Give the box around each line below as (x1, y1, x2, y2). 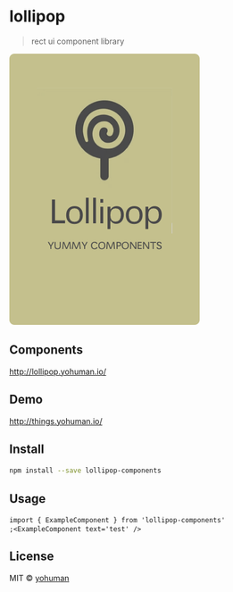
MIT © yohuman (9, 572, 70, 583)
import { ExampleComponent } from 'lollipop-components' (9, 516, 226, 525)
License (9, 549, 54, 564)
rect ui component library (30, 36, 125, 46)
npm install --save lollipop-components (9, 466, 162, 475)
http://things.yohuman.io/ (9, 415, 103, 426)
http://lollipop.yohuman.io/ (9, 366, 107, 377)
